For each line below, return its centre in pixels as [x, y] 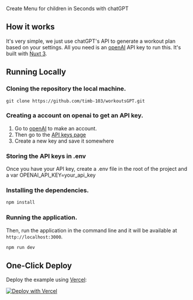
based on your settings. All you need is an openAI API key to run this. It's [94, 47]
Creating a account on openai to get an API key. [75, 116]
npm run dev [20, 247]
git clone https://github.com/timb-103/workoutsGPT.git [75, 101]
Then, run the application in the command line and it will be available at [92, 230]
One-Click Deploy [39, 266]
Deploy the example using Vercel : [46, 280]
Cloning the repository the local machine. [66, 89]
